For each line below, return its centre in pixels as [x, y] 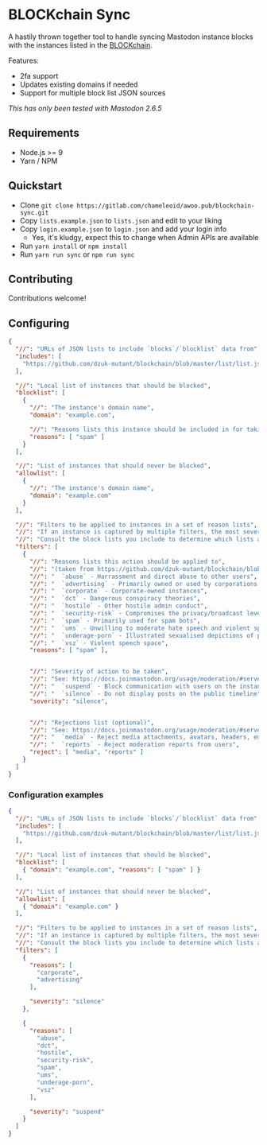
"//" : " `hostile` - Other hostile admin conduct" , [118, 606]
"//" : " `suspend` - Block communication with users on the [133, 687]
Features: [24, 60]
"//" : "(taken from [61, 569]
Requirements [44, 133]
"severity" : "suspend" [67, 1112]
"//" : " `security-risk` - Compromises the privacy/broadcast [136, 614]
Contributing [41, 279]
